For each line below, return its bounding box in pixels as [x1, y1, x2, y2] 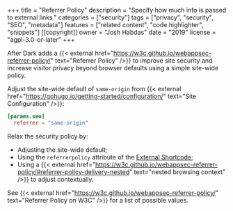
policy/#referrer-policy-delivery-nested [17, 167, 130, 176]
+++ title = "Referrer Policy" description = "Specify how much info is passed [7, 6, 227, 14]
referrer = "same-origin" [13, 119, 89, 126]
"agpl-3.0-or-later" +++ [7, 36, 75, 44]
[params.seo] [7, 113, 45, 120]
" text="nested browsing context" [129, 167, 226, 176]
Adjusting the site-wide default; [17, 146, 108, 154]
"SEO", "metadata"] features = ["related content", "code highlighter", [7, 21, 204, 29]
